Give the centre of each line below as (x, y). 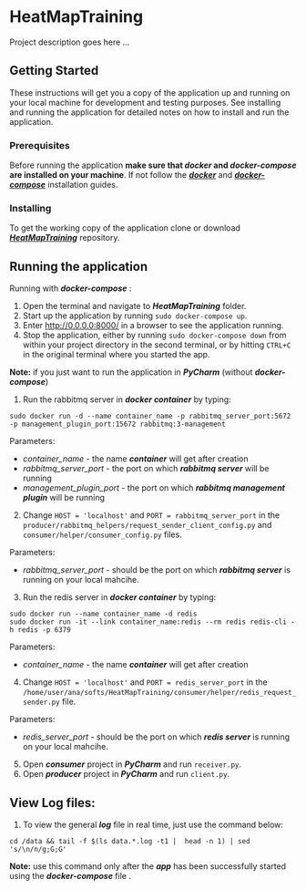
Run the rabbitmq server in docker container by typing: (127, 399)
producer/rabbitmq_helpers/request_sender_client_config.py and (147, 525)
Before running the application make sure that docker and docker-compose (153, 165)
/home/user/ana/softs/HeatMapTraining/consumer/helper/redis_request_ (159, 693)
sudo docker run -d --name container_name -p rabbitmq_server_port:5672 (150, 417)
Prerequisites (40, 145)
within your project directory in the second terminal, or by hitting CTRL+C (157, 345)
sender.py (41, 703)
